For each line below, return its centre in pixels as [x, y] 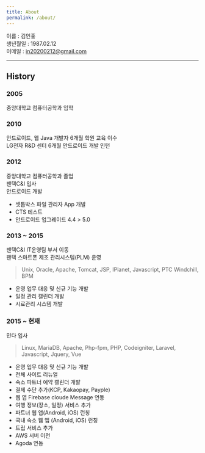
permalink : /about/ [31, 18]
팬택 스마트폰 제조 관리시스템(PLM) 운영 [54, 258]
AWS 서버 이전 [33, 436]
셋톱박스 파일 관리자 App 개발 [51, 204]
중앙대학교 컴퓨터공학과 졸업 [40, 176]
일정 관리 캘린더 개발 [40, 296]
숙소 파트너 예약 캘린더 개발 [48, 382]
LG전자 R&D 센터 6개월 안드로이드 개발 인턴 [58, 146]
